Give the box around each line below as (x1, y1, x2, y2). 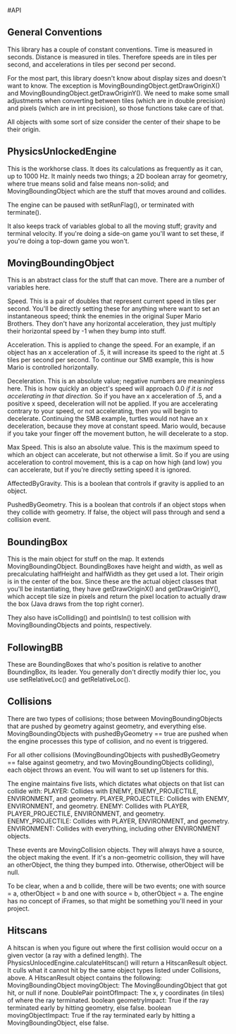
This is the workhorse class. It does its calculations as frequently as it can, (7, 164, 223, 172)
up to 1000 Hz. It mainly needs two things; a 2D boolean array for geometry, (7, 172, 228, 180)
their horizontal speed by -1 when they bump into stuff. (7, 327, 167, 335)
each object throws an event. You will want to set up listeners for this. (7, 766, 209, 774)
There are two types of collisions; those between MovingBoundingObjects (7, 714, 223, 723)
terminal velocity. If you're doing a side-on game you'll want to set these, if (7, 229, 225, 237)
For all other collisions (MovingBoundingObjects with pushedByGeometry (7, 750, 221, 759)
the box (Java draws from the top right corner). (7, 600, 144, 608)
